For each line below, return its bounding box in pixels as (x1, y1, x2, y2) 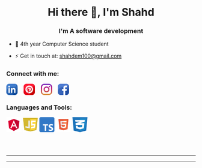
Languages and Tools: (6, 103, 72, 112)
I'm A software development (58, 27, 144, 35)
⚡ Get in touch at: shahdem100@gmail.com (14, 52, 122, 59)
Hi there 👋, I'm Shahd (47, 5, 155, 19)
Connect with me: (6, 70, 60, 78)
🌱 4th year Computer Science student (14, 40, 109, 47)
